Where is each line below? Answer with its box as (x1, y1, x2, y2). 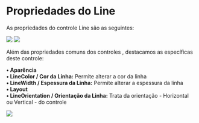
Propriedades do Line (6, 4, 116, 18)
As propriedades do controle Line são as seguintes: (6, 24, 134, 31)
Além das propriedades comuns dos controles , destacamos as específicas (6, 48, 193, 55)
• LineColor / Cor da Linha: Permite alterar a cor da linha (6, 72, 147, 80)
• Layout (6, 86, 28, 93)
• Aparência (6, 66, 37, 74)
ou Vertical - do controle (6, 98, 68, 106)
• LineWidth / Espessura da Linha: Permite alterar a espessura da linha (6, 79, 184, 86)
